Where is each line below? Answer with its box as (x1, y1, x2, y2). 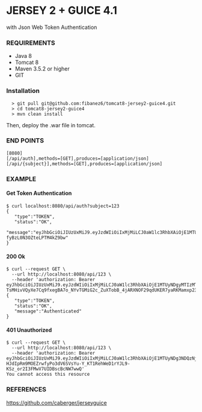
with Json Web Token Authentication (6, 24, 97, 31)
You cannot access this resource (6, 372, 90, 378)
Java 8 (14, 52, 32, 60)
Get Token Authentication (6, 189, 72, 197)
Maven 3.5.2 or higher (14, 65, 70, 72)
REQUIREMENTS (6, 39, 55, 47)
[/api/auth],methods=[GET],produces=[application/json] (6, 155, 149, 162)
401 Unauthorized (6, 326, 52, 334)
